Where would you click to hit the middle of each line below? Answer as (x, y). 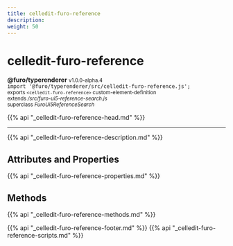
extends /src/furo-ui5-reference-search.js (57, 99)
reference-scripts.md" (39, 235)
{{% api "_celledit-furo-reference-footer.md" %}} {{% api (89, 228)
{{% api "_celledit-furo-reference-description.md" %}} (85, 138)
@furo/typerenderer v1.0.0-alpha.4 (55, 80)
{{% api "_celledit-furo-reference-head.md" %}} (76, 118)
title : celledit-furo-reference (54, 14)
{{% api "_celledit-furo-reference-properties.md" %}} (84, 176)
